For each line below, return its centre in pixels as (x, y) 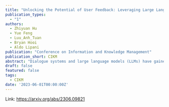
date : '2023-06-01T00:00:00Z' (37, 84)
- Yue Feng (21, 33)
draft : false (19, 66)
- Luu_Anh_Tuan (26, 38)
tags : (11, 75)
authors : (14, 24)
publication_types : (26, 15)
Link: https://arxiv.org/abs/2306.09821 (45, 99)
